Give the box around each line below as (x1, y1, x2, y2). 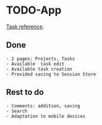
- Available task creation (6, 66, 73, 72)
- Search (6, 108, 28, 114)
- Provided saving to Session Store (6, 71, 96, 77)
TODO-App (6, 4, 62, 17)
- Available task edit (6, 61, 65, 67)
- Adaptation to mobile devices (6, 113, 85, 119)
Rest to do (6, 87, 44, 97)
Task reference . (6, 23, 44, 30)
